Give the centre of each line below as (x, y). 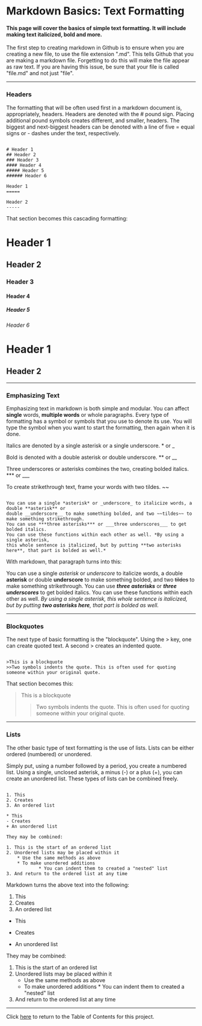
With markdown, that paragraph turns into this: (64, 562)
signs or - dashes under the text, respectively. (63, 133)
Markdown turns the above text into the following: (68, 885)
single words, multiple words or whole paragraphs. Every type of (88, 415)
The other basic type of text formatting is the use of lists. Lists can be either (100, 748)
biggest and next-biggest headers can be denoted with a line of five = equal (100, 127)
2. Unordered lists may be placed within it (63, 852)
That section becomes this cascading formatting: (67, 218)
